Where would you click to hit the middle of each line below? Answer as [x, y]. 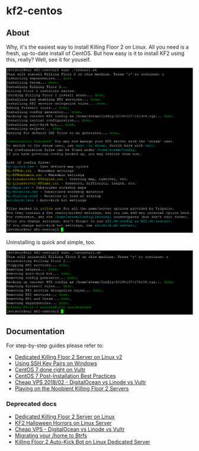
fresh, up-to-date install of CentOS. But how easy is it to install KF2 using [95, 53]
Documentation [36, 331]
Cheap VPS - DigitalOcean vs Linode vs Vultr [70, 429]
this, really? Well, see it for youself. [49, 60]
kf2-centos [34, 11]
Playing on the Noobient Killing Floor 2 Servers [72, 388]
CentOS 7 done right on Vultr [50, 369]
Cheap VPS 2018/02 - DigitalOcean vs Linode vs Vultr [80, 382]
